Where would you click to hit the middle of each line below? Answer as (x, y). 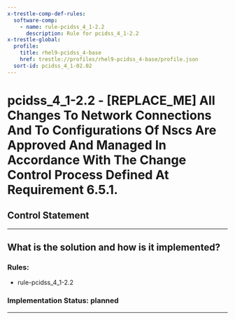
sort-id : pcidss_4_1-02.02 (53, 66)
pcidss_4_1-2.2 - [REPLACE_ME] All (111, 100)
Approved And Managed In (87, 145)
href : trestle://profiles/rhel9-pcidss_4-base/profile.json (109, 60)
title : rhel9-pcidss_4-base (60, 53)
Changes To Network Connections (109, 115)
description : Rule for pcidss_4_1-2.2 (82, 33)
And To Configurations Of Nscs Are (112, 130)
